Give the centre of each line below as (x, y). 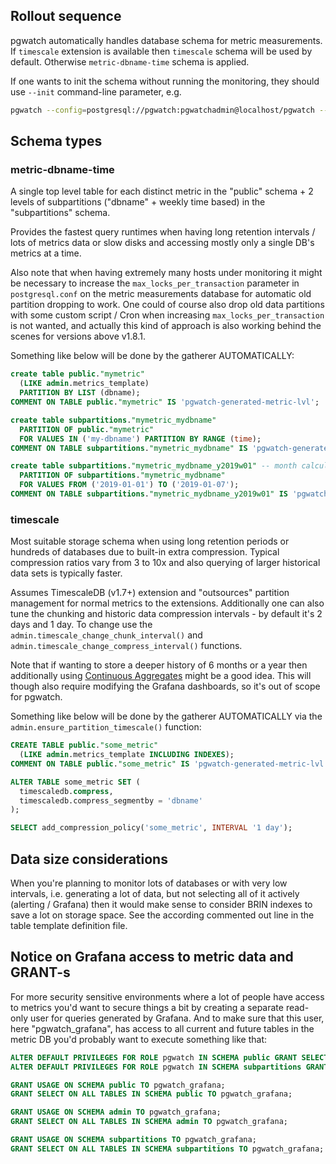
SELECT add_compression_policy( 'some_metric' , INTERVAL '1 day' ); (151, 828)
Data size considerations (89, 859)
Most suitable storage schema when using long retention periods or (150, 541)
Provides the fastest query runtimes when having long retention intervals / (163, 232)
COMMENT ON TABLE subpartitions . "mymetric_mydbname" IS (129, 448)
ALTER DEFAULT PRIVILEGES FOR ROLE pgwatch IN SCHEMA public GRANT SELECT (169, 1057)
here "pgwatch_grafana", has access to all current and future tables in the (162, 1028)
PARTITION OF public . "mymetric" (87, 429)
